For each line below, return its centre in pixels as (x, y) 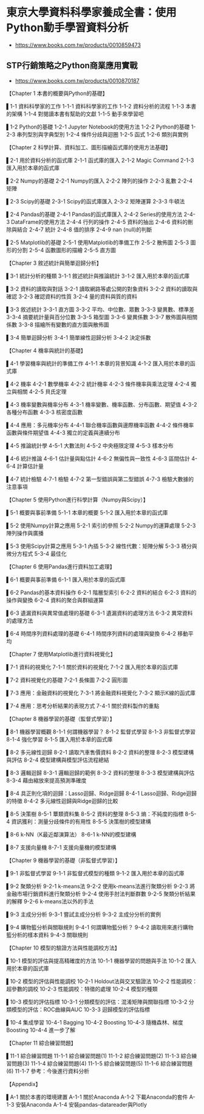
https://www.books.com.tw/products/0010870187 (77, 80)
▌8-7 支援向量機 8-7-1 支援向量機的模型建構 (61, 847)
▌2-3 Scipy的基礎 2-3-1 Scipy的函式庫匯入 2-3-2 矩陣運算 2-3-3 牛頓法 (96, 201)
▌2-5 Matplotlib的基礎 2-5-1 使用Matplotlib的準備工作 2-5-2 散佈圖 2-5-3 (98, 242)
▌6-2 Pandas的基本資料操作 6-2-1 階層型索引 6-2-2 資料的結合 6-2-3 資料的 (101, 592)
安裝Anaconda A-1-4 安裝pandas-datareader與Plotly (81, 1104)
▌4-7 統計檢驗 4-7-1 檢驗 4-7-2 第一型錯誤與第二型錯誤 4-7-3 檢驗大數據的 (100, 479)
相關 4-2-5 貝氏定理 (42, 391)
